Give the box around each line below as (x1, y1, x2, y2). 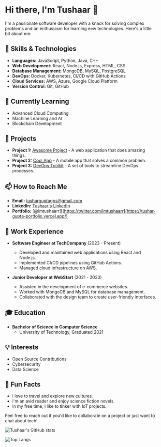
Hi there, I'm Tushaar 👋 (5, 4, 98, 15)
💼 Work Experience (5, 227, 64, 235)
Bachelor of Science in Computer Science (12, 324, 98, 330)
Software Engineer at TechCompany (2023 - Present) (12, 240, 121, 246)
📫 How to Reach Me (5, 183, 67, 191)
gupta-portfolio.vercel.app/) (12, 213, 68, 219)
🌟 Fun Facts (5, 380, 41, 389)
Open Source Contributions (12, 356, 67, 362)
